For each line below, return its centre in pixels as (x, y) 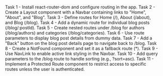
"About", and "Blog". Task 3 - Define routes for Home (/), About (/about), (78, 17)
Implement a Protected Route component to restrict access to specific (76, 64)
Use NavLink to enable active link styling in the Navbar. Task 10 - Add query (81, 54)
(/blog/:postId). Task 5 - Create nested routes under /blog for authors (75, 28)
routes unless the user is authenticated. (45, 69)
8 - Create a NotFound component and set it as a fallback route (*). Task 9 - (81, 48)
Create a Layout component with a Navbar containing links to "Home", (76, 12)
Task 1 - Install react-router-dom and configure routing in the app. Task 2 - (80, 7)
